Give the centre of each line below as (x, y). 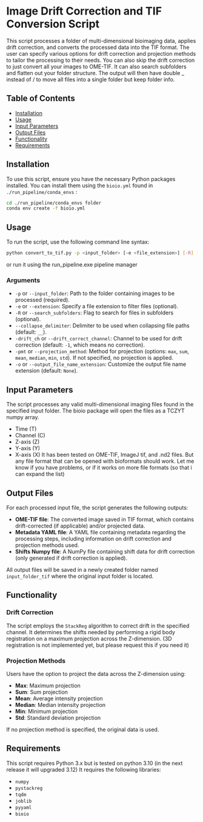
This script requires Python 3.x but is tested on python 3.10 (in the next (95, 763)
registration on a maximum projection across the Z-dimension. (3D (89, 638)
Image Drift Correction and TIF (84, 11)
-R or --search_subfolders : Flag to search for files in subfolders (94, 313)
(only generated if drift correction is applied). (71, 558)
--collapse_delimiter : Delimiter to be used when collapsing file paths (102, 326)
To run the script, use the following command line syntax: (78, 242)
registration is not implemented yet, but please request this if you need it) (98, 645)
